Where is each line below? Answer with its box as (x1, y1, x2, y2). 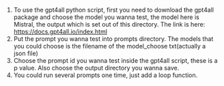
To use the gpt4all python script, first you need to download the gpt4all (13, 6, 214, 14)
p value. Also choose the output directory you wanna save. (13, 64, 180, 72)
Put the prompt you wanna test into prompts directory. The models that (13, 35, 214, 43)
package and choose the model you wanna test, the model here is (13, 13, 199, 21)
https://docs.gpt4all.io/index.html (13, 27, 108, 35)
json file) (13, 49, 39, 57)
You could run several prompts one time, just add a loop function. (13, 71, 198, 79)
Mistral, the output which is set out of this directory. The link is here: (13, 20, 206, 28)
